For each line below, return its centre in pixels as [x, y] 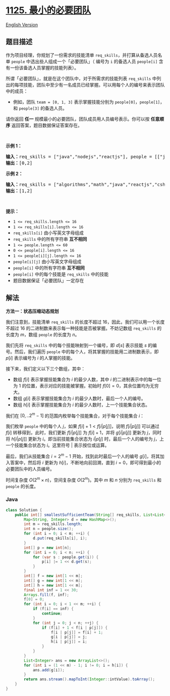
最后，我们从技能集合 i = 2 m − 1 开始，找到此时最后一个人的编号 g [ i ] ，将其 [83, 456]
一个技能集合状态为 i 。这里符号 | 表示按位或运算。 [58, 445]
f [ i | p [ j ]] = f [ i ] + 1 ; [77, 632]
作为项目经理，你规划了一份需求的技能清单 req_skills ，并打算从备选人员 [82, 55]
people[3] [29, 108]
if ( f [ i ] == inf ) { [53, 609]
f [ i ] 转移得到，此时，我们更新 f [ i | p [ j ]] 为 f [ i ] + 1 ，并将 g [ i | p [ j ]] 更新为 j [77, 432]
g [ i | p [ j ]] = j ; [69, 637]
